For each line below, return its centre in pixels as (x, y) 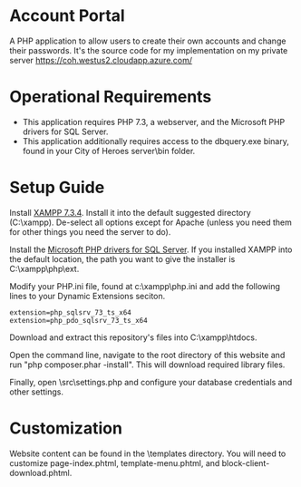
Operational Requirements (111, 97)
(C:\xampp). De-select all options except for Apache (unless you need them (151, 222)
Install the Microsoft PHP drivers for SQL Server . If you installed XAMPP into (151, 249)
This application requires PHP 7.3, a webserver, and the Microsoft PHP (154, 122)
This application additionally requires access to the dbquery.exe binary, (156, 141)
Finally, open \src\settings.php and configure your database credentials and (151, 382)
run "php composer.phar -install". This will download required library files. (147, 365)
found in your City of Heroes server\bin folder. (109, 151)
